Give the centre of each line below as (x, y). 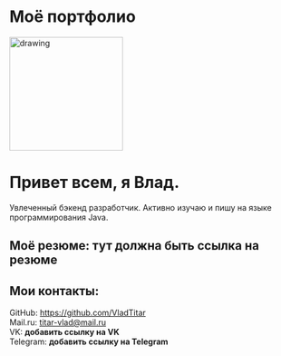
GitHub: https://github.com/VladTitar (78, 313)
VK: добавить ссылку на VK (64, 332)
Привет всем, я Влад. (94, 183)
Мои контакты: (54, 291)
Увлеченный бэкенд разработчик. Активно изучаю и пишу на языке (140, 207)
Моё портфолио (73, 17)
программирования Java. (59, 217)
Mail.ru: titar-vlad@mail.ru (58, 322)
